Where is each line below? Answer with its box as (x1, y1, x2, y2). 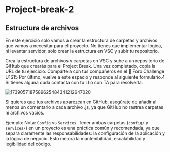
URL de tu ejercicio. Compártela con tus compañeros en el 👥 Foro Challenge (5, 68, 165, 74)
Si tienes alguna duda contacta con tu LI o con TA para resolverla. (5, 80, 143, 85)
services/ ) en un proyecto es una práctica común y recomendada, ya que (5, 125, 160, 131)
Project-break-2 (5, 4, 75, 15)
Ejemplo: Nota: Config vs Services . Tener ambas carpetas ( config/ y (5, 120, 149, 125)
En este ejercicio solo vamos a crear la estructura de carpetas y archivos (5, 37, 158, 43)
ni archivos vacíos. (5, 110, 45, 116)
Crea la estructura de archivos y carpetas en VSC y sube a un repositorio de (5, 58, 165, 64)
